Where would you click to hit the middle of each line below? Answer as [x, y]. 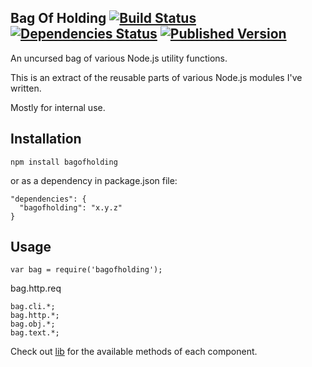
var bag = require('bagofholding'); [86, 270]
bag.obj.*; [33, 324]
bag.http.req [36, 288]
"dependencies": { [48, 199]
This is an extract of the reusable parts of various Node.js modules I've [156, 77]
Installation [46, 139]
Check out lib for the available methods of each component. [134, 352]
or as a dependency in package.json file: [94, 180]
